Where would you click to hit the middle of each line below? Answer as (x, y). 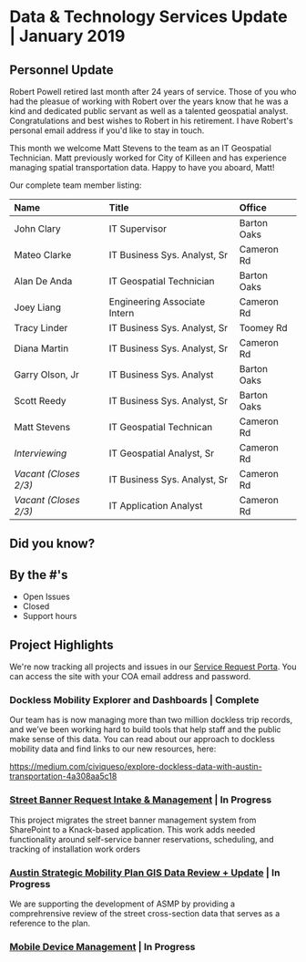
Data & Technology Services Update (149, 17)
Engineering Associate (157, 301)
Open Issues (46, 597)
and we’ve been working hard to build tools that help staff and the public (145, 729)
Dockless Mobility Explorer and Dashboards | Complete (134, 699)
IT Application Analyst (156, 506)
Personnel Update (61, 70)
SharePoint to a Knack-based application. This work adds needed (133, 829)
